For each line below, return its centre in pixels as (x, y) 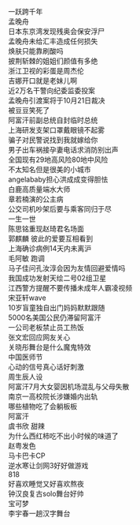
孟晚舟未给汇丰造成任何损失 (53, 41)
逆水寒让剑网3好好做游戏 (48, 465)
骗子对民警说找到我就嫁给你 (53, 140)
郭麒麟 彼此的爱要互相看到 (50, 238)
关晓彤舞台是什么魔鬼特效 (50, 347)
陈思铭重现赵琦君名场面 (46, 229)
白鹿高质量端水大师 (39, 189)
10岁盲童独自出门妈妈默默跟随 (57, 307)
